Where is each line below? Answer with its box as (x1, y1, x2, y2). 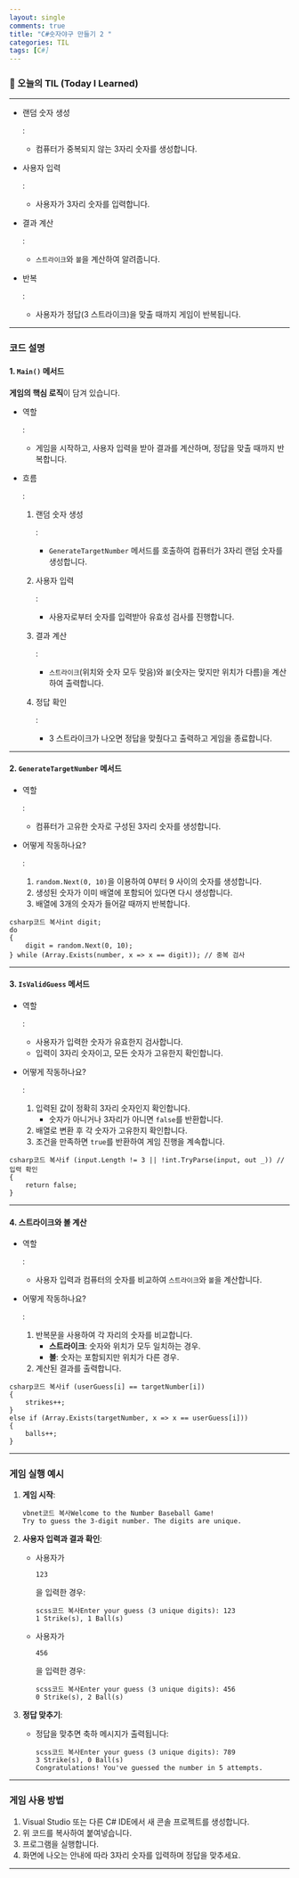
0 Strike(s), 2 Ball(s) (35, 1693, 125, 1702)
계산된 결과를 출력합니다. (35, 1363, 122, 1374)
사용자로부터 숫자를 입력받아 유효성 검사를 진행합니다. (48, 611, 235, 622)
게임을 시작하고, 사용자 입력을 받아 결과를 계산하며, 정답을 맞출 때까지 (35, 442, 276, 453)
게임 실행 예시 (9, 1468, 65, 1480)
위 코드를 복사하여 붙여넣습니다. (21, 1827, 132, 1838)
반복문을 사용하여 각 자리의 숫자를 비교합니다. (35, 1330, 193, 1341)
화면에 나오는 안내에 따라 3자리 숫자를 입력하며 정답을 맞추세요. (21, 1849, 241, 1860)
